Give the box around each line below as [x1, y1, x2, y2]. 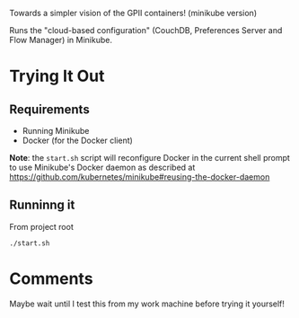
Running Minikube [22, 126, 90, 136]
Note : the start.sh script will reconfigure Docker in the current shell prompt [9, 153, 290, 163]
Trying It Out [9, 66, 105, 86]
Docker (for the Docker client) [22, 135, 133, 146]
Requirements [9, 102, 90, 117]
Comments [9, 269, 93, 288]
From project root [9, 221, 74, 232]
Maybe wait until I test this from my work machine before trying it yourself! [9, 298, 286, 309]
